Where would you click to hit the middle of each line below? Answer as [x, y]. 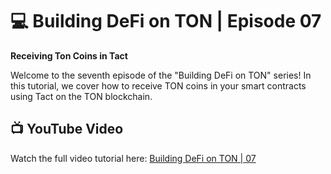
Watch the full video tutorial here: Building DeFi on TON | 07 [133, 158]
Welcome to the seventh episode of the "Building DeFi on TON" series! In [161, 75]
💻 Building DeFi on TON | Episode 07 [166, 21]
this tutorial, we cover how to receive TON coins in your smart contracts [158, 85]
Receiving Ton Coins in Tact [69, 55]
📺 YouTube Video [67, 129]
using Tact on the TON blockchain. [81, 96]
